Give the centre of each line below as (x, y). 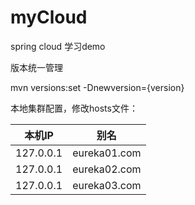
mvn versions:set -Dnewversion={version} (97, 87)
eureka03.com (107, 185)
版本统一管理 (36, 67)
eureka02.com (107, 169)
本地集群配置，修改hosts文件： (74, 108)
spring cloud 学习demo (58, 46)
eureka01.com (107, 153)
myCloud (49, 17)
